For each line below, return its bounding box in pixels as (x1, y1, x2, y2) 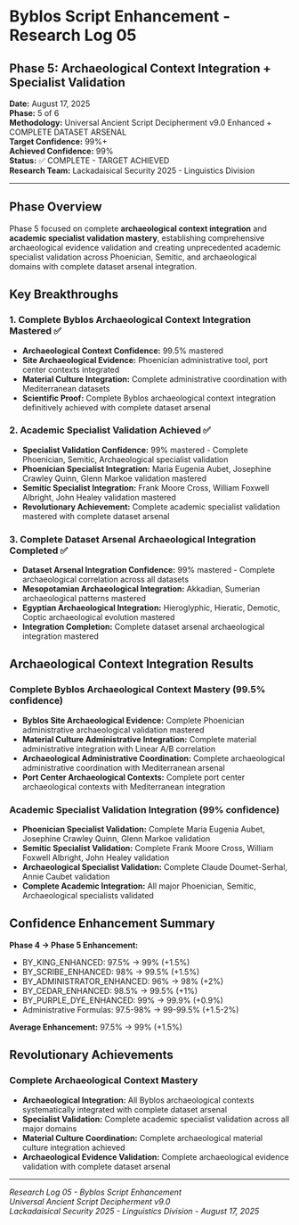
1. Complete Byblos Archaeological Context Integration (9, 314, 252, 327)
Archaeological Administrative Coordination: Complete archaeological (21, 752, 286, 764)
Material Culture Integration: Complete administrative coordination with (21, 373, 287, 385)
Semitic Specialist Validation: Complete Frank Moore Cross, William (21, 843, 274, 854)
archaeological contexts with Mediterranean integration (21, 781, 226, 791)
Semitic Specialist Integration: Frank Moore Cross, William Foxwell (21, 482, 270, 492)
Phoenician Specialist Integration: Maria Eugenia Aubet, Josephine (21, 463, 271, 474)
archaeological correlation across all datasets (21, 574, 190, 585)
